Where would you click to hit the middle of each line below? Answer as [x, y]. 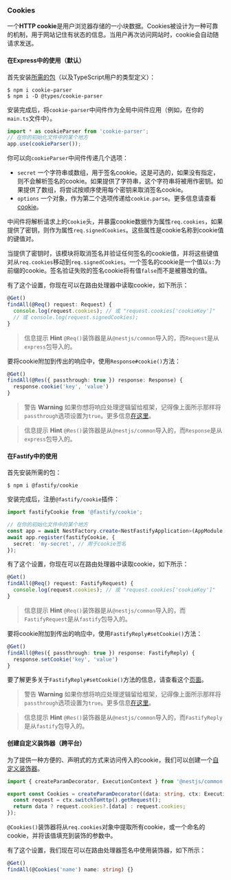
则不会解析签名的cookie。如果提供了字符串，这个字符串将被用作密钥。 [117, 181]
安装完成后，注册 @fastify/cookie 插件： [64, 499]
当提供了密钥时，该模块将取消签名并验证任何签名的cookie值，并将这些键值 [113, 254]
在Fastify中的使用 [32, 456]
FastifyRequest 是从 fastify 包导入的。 [78, 619]
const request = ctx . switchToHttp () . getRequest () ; [87, 800]
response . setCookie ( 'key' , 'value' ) [66, 659]
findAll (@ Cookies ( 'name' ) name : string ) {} [70, 869]
